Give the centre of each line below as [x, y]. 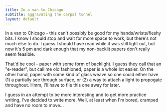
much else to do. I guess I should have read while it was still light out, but [80, 44]
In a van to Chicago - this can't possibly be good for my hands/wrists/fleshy [83, 33]
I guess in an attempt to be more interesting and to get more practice [76, 95]
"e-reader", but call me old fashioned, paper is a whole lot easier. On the [79, 69]
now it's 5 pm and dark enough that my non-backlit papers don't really [78, 49]
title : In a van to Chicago [34, 10]
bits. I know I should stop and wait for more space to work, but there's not [81, 38]
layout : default [22, 19]
